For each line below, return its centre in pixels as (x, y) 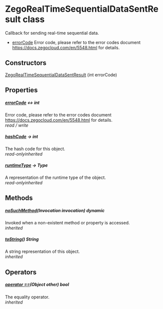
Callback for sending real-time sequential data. (52, 33)
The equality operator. (27, 297)
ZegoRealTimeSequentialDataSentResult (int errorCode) (61, 75)
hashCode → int (21, 136)
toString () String (22, 239)
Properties (21, 90)
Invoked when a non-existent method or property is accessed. (67, 223)
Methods (19, 198)
